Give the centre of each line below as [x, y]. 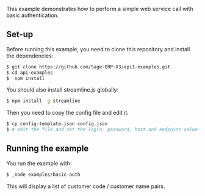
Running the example [48, 149]
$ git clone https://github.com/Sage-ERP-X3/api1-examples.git [88, 67]
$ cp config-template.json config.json [57, 124]
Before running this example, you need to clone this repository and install [98, 49]
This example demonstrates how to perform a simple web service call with [100, 9]
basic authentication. [33, 15]
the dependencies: [30, 56]
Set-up [20, 34]
